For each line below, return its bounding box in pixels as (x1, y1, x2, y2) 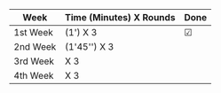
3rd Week (13, 55, 55, 67)
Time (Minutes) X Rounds (65, 12, 176, 23)
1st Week (13, 27, 53, 38)
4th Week (13, 70, 54, 81)
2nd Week (13, 41, 57, 52)
